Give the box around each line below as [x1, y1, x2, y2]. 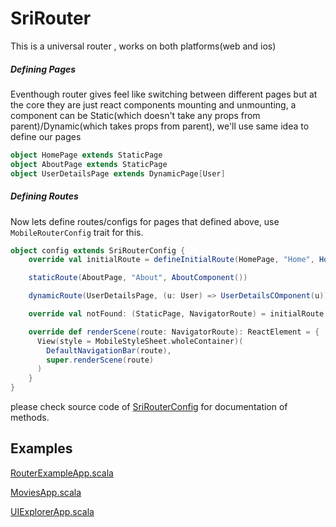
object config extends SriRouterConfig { [10, 245, 186, 256]
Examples [10, 440, 73, 457]
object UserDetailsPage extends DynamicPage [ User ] [10, 168, 226, 179]
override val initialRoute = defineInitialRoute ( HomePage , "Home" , [28, 255, 315, 265]
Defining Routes [10, 190, 79, 202]
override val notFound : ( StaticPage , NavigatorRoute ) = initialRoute [28, 309, 325, 319]
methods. [10, 412, 50, 423]
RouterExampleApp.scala [10, 467, 114, 479]
